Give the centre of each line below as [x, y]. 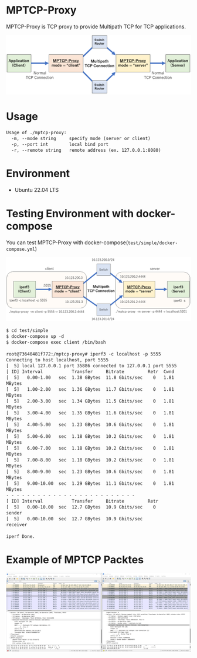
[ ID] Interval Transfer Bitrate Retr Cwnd [90, 371]
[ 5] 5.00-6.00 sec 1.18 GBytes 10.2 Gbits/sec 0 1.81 [90, 436]
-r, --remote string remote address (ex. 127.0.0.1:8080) [86, 151]
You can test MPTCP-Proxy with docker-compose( [67, 242]
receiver [17, 524]
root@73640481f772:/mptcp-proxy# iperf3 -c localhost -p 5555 [84, 354]
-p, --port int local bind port [60, 145]
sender [14, 513]
